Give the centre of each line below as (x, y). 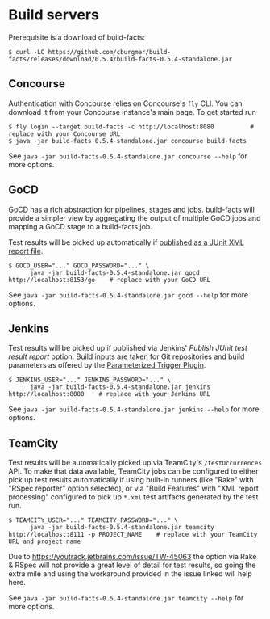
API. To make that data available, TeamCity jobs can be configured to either (134, 471)
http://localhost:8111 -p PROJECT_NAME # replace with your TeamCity (133, 535)
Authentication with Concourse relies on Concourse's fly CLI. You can (126, 103)
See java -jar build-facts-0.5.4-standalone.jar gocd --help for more (128, 295)
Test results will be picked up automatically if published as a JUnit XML (126, 242)
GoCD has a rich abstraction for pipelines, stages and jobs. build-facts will (132, 209)
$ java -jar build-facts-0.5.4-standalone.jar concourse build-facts (128, 141)
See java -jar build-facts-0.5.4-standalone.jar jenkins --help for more (134, 409)
